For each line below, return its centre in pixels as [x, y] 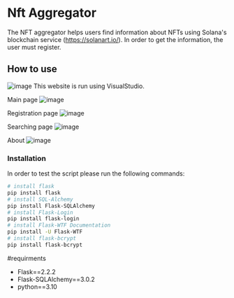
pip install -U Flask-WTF [45, 232]
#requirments [27, 258]
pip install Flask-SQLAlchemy [51, 206]
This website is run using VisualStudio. [89, 86]
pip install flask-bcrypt [45, 245]
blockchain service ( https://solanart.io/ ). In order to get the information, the [115, 39]
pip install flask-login [43, 219]
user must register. [34, 47]
